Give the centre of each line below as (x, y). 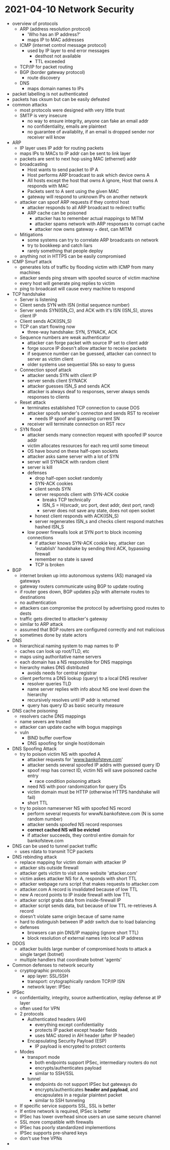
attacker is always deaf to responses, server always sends (89, 391)
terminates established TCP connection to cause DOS (83, 407)
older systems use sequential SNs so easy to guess (81, 364)
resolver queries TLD (49, 683)
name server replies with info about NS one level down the (88, 689)
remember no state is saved (64, 559)
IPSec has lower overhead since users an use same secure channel (90, 1116)
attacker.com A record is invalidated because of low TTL (79, 889)
